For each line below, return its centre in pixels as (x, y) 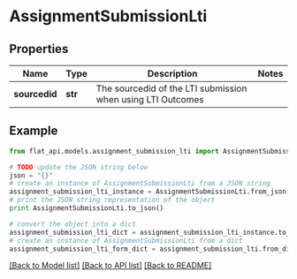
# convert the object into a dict (73, 224)
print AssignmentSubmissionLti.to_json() (87, 208)
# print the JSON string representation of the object (112, 200)
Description (172, 74)
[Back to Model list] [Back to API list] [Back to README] (110, 266)
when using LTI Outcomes (150, 99)
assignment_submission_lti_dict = (73, 232)
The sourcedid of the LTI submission (171, 88)
